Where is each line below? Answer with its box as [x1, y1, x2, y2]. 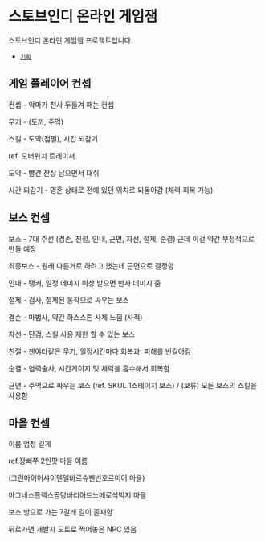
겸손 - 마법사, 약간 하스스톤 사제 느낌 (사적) [8, 312, 143, 322]
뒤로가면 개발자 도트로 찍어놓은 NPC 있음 [8, 524, 137, 535]
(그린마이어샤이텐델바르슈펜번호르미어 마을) [8, 473, 145, 483]
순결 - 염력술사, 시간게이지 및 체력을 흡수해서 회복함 [8, 363, 170, 373]
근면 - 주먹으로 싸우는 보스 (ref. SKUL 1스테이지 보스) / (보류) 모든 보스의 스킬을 [8, 380, 257, 390]
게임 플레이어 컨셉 [8, 77, 92, 91]
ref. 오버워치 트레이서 [8, 150, 75, 161]
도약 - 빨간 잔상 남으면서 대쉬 [8, 168, 100, 178]
